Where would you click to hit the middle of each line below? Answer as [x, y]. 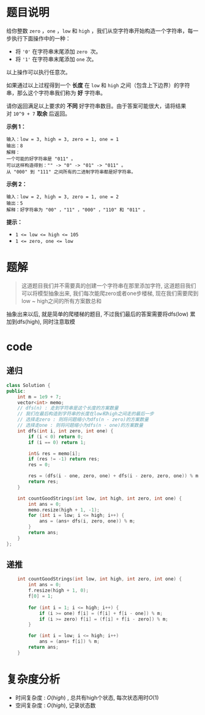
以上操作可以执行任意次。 [39, 72]
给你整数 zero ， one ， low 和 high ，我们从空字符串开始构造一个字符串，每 [100, 31]
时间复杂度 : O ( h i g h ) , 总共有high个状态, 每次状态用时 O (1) [87, 697]
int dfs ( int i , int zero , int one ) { [65, 431]
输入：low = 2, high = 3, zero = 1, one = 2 [63, 197]
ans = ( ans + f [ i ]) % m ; [69, 641]
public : [16, 391]
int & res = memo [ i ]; [54, 453]
